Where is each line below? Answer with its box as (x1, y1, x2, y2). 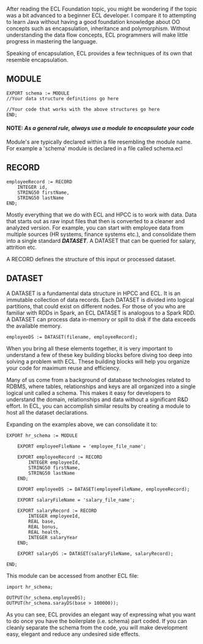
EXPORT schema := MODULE (6, 90, 70, 96)
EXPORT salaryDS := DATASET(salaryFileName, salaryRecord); (17, 550, 174, 557)
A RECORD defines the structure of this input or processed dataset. (6, 255, 176, 263)
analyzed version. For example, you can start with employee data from (6, 224, 184, 231)
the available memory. (6, 322, 62, 329)
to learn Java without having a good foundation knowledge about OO (6, 18, 180, 25)
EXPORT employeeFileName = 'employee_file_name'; (17, 443, 147, 450)
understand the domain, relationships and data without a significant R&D (6, 396, 188, 403)
